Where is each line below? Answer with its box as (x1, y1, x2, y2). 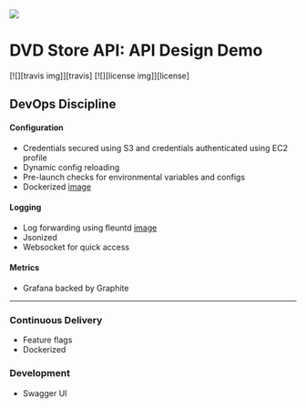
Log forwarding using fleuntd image (22, 222, 158, 233)
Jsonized (22, 231, 57, 242)
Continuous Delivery (9, 313, 103, 326)
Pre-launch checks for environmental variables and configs (22, 171, 246, 182)
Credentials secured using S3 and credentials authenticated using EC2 (22, 142, 289, 153)
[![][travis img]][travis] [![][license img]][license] (9, 70, 189, 81)
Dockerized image (22, 181, 92, 192)
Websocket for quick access (22, 241, 130, 252)
